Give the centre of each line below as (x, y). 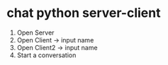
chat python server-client (84, 13)
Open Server (35, 32)
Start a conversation (46, 55)
